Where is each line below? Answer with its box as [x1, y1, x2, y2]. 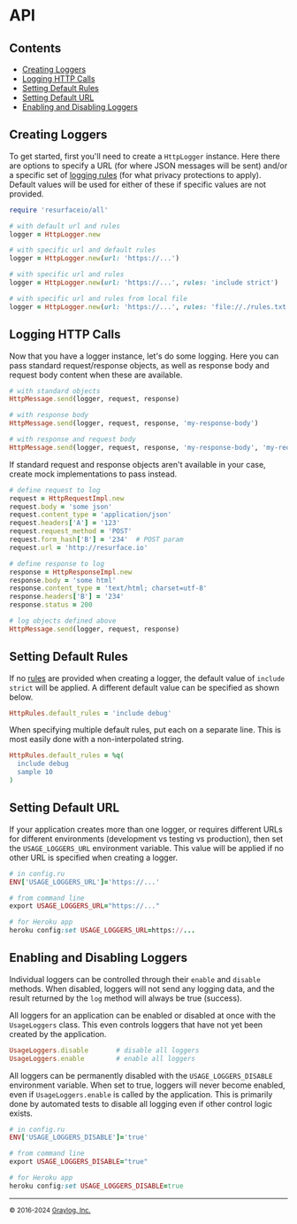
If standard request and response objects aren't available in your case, [9, 459, 267, 469]
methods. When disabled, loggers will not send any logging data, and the [9, 983, 276, 994]
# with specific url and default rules [9, 245, 156, 255]
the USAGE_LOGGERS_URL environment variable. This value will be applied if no [9, 842, 285, 853]
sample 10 [17, 768, 53, 777]
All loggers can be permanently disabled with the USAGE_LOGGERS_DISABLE [9, 1070, 273, 1081]
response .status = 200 [9, 600, 93, 609]
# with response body [9, 411, 89, 420]
